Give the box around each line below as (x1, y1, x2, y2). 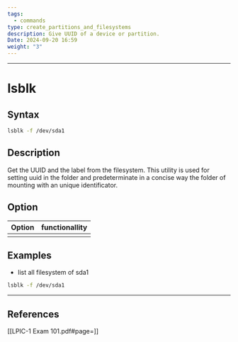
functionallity (41, 222, 88, 232)
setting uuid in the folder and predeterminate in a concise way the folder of (7, 173, 226, 181)
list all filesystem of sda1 (17, 268, 89, 277)
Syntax (7, 108, 40, 120)
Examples (7, 249, 52, 261)
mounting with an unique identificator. (7, 181, 118, 189)
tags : (7, 10, 23, 18)
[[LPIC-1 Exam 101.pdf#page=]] (7, 327, 99, 335)
